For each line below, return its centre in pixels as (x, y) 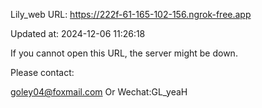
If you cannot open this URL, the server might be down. (124, 53)
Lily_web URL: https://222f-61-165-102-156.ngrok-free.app (131, 14)
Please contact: (42, 72)
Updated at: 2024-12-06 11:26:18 (78, 33)
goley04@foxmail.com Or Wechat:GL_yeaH (99, 92)
